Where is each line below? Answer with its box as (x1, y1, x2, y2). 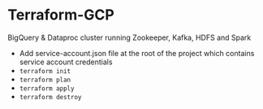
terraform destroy (19, 93, 82, 101)
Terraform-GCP (7, 6, 114, 24)
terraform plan (19, 76, 71, 84)
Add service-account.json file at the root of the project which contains (19, 48, 255, 58)
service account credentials (19, 57, 113, 67)
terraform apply (19, 84, 75, 93)
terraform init (19, 67, 71, 75)
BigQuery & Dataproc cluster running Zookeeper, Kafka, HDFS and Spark (7, 33, 252, 42)
